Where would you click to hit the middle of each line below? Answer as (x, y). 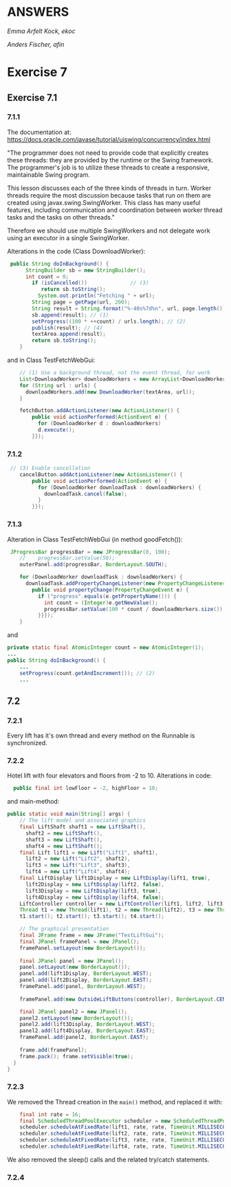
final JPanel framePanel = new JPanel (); (79, 941)
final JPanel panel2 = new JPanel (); (74, 1012)
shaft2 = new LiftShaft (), (64, 833)
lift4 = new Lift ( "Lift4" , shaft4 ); (78, 872)
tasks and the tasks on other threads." (61, 217)
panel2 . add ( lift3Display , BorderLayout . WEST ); (87, 1025)
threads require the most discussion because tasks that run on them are (109, 195)
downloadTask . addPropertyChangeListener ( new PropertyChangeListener (125, 584)
